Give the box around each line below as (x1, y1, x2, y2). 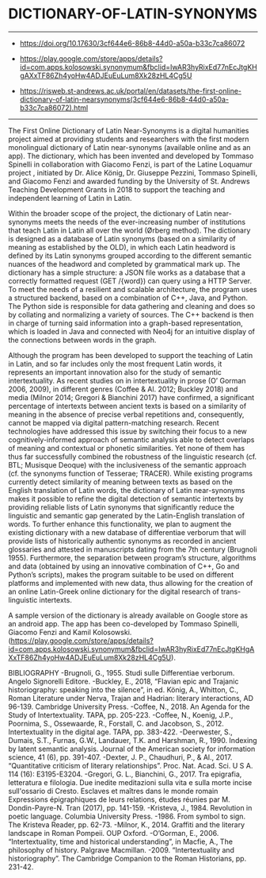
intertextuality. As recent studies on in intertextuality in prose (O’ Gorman (8, 375, 246, 385)
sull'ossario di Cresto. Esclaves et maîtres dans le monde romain (8, 786, 218, 795)
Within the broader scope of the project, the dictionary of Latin (8, 208, 212, 218)
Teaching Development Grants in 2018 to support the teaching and (8, 184, 226, 194)
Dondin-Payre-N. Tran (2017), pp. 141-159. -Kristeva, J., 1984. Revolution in (8, 803, 253, 812)
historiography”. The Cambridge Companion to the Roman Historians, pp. (8, 853, 247, 863)
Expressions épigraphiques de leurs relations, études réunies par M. (8, 795, 231, 804)
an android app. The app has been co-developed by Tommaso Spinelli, (8, 618, 240, 628)
